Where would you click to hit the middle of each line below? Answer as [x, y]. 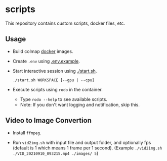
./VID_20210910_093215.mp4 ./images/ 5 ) [55, 153]
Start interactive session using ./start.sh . [55, 71]
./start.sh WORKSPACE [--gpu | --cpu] [53, 80]
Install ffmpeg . [27, 133]
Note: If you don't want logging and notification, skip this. [80, 104]
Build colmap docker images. [43, 51]
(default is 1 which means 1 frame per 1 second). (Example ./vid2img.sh [87, 148]
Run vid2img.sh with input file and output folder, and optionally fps [82, 142]
